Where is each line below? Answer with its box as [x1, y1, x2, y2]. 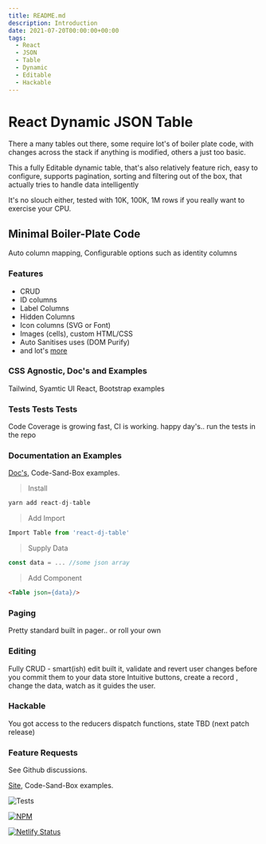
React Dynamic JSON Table [8, 112, 194, 131]
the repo [8, 430, 37, 440]
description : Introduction [8, 19, 98, 27]
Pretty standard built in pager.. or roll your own [8, 625, 162, 635]
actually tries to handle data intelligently [8, 180, 139, 190]
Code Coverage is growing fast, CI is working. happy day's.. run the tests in [8, 422, 256, 432]
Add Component [27, 574, 82, 583]
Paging [8, 607, 37, 618]
